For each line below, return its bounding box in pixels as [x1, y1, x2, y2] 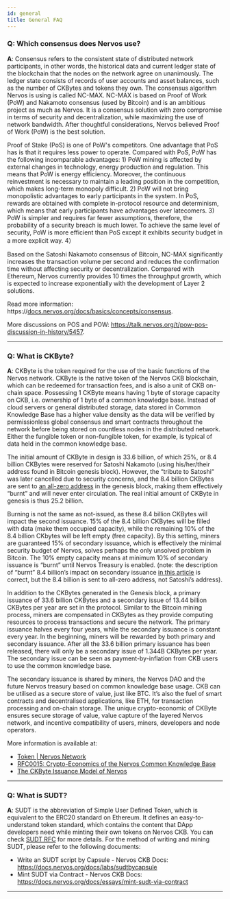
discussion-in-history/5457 [7, 327, 84, 336]
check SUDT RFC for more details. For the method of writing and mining [7, 835, 210, 843]
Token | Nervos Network [16, 752, 87, 761]
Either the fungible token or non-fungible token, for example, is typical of [7, 433, 213, 441]
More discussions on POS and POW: [7, 320, 110, 328]
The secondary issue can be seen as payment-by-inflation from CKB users [7, 654, 218, 662]
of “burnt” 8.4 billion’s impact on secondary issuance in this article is [7, 568, 201, 577]
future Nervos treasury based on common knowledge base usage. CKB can [7, 682, 221, 691]
